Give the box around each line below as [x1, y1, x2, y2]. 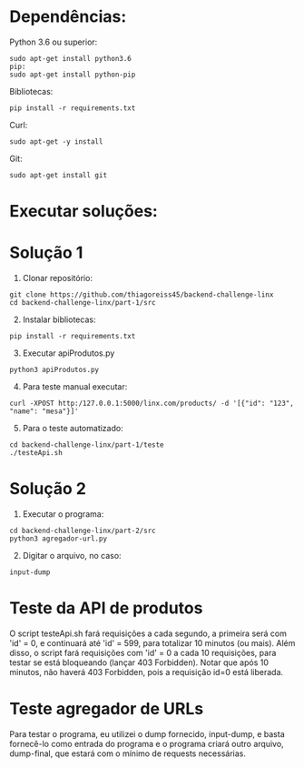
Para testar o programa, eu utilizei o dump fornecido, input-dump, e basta [9, 728, 286, 739]
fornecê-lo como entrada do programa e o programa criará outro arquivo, [9, 738, 284, 749]
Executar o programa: [22, 509, 104, 520]
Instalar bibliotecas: [22, 314, 96, 325]
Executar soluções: [9, 201, 159, 222]
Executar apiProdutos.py [22, 348, 115, 359]
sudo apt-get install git [9, 170, 107, 179]
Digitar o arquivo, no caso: [22, 551, 122, 561]
